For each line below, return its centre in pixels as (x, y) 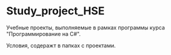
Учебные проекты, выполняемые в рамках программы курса (85, 27)
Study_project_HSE (55, 11)
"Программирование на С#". (44, 33)
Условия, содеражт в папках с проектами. (61, 45)
